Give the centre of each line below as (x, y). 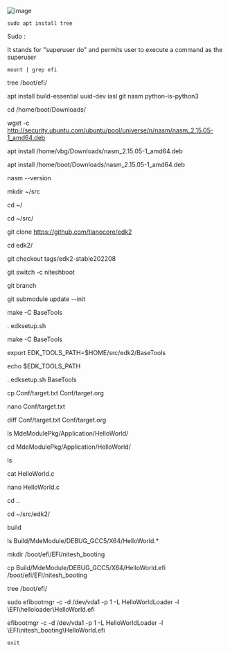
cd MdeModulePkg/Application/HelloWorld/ (69, 447)
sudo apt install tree (40, 24)
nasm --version (29, 178)
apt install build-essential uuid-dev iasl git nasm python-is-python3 (103, 96)
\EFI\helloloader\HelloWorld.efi (51, 609)
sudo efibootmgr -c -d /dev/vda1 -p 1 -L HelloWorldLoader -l (93, 602)
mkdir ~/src (24, 191)
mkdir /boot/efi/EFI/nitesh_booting (56, 554)
